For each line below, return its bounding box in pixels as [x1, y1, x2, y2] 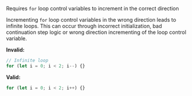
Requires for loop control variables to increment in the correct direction [6, 5, 179, 12]
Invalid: [6, 46, 25, 53]
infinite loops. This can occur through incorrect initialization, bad [6, 23, 163, 29]
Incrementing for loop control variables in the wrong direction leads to [6, 16, 176, 23]
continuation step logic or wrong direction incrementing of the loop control [6, 29, 187, 36]
